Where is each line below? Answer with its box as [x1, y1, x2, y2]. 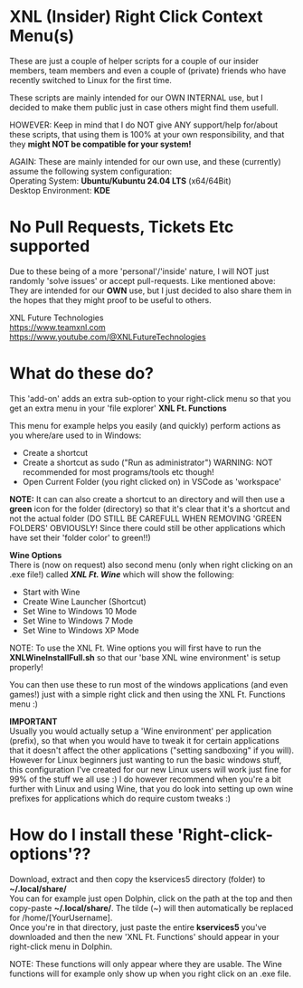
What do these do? [9, 364, 154, 384]
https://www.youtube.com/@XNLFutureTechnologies [9, 331, 206, 342]
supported [9, 236, 90, 257]
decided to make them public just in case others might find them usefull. [9, 101, 279, 112]
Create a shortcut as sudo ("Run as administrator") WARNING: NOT [22, 457, 273, 468]
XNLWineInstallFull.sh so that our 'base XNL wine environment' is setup [9, 651, 280, 662]
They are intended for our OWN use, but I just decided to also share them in [9, 285, 292, 296]
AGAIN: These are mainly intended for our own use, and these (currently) [9, 156, 282, 166]
